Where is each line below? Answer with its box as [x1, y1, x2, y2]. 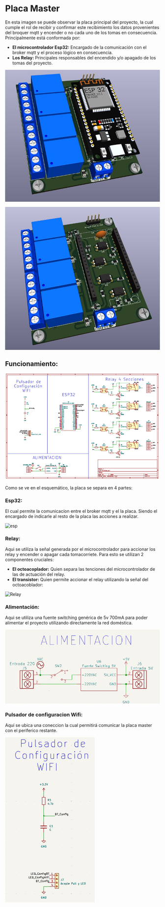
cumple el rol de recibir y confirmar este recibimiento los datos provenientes [5, 24, 160, 30]
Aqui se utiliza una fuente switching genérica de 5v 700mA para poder [5, 614, 148, 621]
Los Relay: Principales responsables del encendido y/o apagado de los [12, 54, 156, 60]
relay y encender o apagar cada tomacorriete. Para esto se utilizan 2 [5, 552, 144, 558]
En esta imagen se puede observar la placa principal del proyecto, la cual [5, 19, 154, 25]
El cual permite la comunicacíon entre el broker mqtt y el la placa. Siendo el [5, 508, 158, 514]
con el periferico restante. [5, 727, 57, 734]
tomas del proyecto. [12, 60, 53, 66]
